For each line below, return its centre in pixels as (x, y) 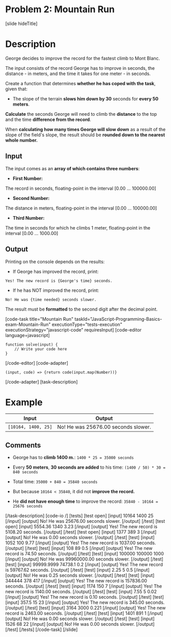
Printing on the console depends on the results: (55, 262)
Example (24, 402)
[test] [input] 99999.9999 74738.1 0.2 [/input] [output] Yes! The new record (84, 565)
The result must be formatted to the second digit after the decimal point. (81, 309)
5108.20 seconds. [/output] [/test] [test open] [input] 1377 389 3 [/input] (81, 532)
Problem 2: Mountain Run (60, 9)
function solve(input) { (32, 345)
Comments (23, 445)
